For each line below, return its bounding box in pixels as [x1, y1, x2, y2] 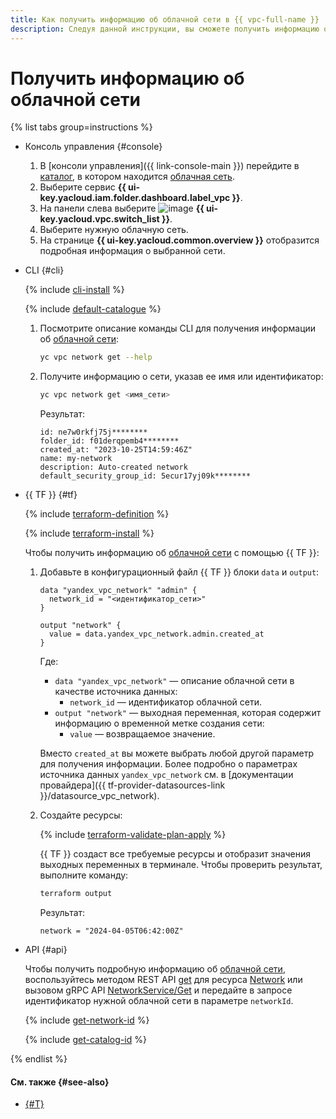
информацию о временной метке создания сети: [54, 717, 265, 730]
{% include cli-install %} [24, 284, 125, 296]
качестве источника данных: [54, 686, 178, 698]
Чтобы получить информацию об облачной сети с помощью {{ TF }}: [24, 547, 320, 559]
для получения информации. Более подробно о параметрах [39, 758, 298, 770]
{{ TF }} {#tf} [24, 489, 78, 501]
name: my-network [39, 454, 113, 464]
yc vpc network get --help [39, 352, 153, 363]
